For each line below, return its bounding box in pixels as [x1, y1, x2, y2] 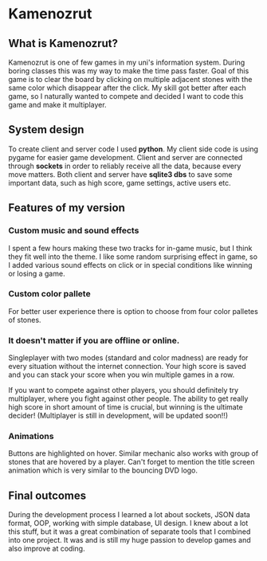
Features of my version [8, 201, 125, 215]
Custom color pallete [8, 288, 91, 300]
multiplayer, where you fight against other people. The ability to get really [8, 394, 249, 403]
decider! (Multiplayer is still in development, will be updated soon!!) [8, 411, 229, 421]
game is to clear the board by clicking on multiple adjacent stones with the [8, 75, 253, 84]
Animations [8, 431, 54, 442]
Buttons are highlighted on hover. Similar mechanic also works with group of [8, 449, 259, 458]
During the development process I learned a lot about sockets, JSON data [8, 510, 251, 520]
